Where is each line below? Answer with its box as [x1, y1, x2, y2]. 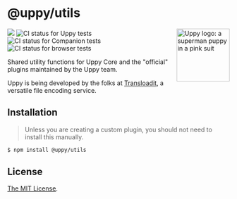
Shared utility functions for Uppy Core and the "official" [7, 58, 169, 66]
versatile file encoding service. [7, 86, 97, 94]
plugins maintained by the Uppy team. [7, 65, 118, 73]
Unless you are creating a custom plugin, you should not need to [24, 125, 213, 134]
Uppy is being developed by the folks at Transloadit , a [7, 79, 164, 87]
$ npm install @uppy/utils [7, 146, 87, 153]
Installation [7, 107, 58, 119]
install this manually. [24, 132, 84, 141]
